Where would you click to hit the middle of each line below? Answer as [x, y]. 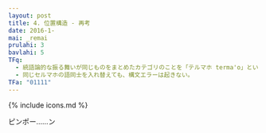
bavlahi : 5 [26, 53]
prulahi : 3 [26, 45]
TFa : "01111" [30, 82]
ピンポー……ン [32, 121]
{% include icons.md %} [48, 105]
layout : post [30, 16]
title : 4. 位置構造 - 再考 [49, 23]
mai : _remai [28, 38]
